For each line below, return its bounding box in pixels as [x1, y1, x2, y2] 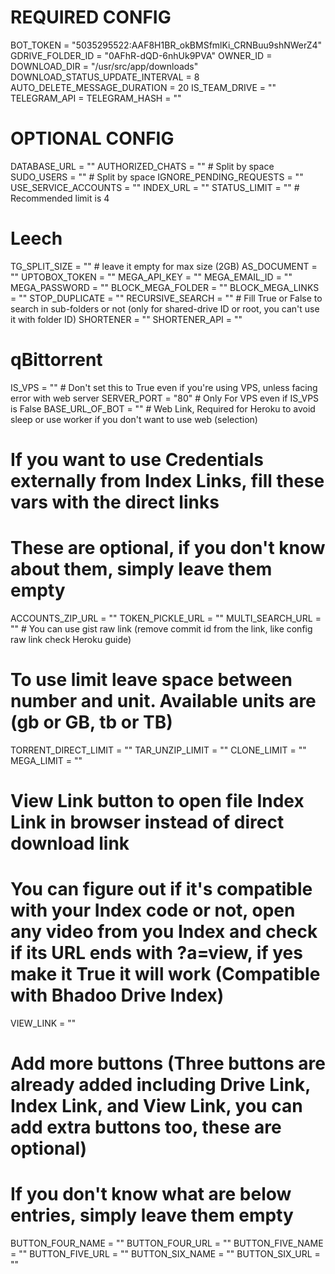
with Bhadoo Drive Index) [10, 984, 225, 1007]
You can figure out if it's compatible [10, 878, 313, 901]
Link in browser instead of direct [10, 811, 285, 833]
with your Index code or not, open [10, 899, 296, 922]
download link [10, 832, 130, 855]
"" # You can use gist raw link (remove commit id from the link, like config [10, 622, 313, 635]
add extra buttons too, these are [10, 1116, 282, 1139]
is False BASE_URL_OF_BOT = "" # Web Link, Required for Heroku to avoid [10, 402, 316, 415]
